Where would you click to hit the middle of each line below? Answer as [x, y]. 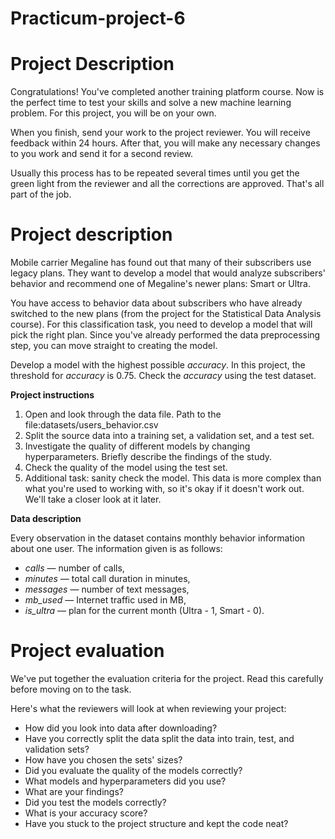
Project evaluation [87, 651]
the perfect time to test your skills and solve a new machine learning [151, 103]
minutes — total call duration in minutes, [107, 579]
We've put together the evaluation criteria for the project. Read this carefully [167, 678]
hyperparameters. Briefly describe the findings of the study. [148, 457]
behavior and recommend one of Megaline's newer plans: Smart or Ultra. [160, 284]
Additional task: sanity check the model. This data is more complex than [173, 478]
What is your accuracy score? [86, 813]
